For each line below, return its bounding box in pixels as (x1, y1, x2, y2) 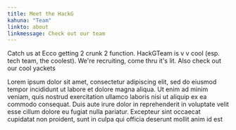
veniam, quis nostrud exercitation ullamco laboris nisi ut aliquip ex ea (7, 93, 207, 101)
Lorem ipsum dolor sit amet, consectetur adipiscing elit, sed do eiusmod (7, 78, 217, 86)
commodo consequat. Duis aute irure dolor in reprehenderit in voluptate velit (7, 100, 229, 109)
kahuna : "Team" (7, 17, 52, 24)
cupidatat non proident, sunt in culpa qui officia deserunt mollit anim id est (7, 115, 223, 124)
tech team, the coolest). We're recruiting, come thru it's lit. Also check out (7, 57, 222, 65)
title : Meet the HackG (7, 10, 74, 18)
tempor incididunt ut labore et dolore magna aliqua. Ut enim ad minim (7, 85, 209, 93)
